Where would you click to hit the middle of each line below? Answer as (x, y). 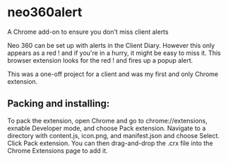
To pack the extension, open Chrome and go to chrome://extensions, (108, 120)
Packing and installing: (59, 104)
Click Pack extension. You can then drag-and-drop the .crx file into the (110, 143)
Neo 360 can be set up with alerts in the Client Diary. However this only (111, 45)
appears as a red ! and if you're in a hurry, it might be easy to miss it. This (114, 53)
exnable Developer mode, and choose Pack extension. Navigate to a (107, 128)
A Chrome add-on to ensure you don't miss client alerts (88, 32)
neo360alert (45, 12)
